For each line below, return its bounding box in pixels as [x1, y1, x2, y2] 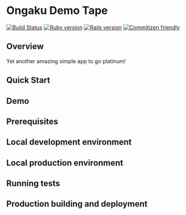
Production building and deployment [6, 199, 148, 210]
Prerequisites [6, 116, 58, 126]
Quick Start [6, 75, 50, 86]
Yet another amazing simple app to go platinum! [6, 57, 126, 64]
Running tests [6, 179, 61, 189]
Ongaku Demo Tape [6, 4, 108, 18]
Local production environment [6, 157, 123, 168]
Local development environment [6, 137, 132, 148]
